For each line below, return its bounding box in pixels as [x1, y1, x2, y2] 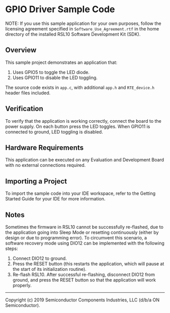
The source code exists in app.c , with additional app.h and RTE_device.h [5, 84, 155, 90]
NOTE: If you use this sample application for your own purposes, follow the [5, 20, 162, 26]
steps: [5, 246, 18, 252]
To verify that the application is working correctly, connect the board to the [5, 118, 162, 124]
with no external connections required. [5, 162, 86, 168]
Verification [5, 105, 44, 113]
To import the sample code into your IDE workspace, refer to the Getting [5, 190, 156, 196]
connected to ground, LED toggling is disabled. [5, 128, 103, 135]
